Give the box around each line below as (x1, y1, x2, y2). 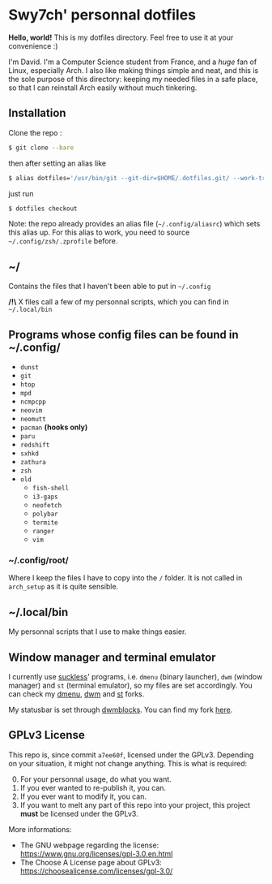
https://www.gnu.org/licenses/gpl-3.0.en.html (19, 848, 173, 858)
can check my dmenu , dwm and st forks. (8, 688, 145, 699)
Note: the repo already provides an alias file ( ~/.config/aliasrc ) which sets (8, 219, 261, 229)
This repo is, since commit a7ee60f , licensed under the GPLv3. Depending (8, 749, 254, 760)
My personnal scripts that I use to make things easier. (8, 627, 187, 636)
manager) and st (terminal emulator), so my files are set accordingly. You (8, 680, 253, 690)
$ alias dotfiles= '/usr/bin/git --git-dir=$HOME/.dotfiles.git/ (8, 174, 230, 182)
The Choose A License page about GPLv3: (19, 857, 162, 867)
